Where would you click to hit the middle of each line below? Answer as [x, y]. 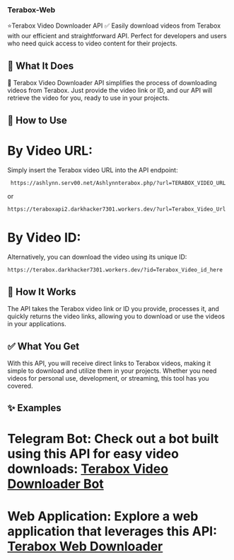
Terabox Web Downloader [85, 546]
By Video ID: [44, 237]
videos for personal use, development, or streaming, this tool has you [109, 378]
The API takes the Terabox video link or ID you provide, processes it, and [113, 309]
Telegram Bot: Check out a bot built [113, 438]
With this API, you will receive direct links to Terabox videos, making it [109, 363]
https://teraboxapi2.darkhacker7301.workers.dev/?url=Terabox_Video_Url [117, 209]
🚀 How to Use [37, 120]
